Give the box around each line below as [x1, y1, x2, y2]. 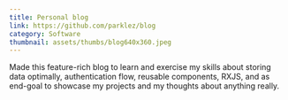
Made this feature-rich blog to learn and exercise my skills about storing [9, 62, 271, 73]
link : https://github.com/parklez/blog [9, 21, 156, 30]
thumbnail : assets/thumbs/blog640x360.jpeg [9, 37, 172, 47]
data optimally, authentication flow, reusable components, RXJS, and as [9, 72, 270, 82]
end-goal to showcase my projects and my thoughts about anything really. [9, 81, 280, 91]
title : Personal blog [9, 12, 89, 22]
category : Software [9, 29, 81, 38]
